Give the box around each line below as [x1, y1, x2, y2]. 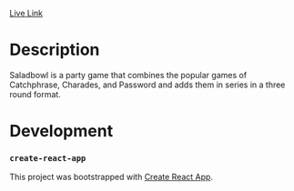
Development [9, 121, 114, 142]
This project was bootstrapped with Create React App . [9, 172, 214, 183]
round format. [9, 88, 61, 99]
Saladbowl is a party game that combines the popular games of [9, 69, 248, 80]
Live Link [9, 8, 44, 18]
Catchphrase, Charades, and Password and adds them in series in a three [9, 79, 286, 90]
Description [9, 40, 100, 60]
